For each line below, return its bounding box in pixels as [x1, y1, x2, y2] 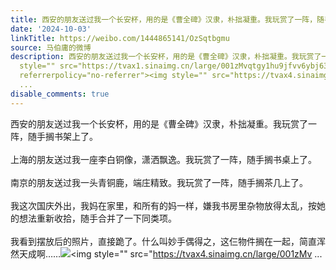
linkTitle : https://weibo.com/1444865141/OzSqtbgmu [10, 33, 230, 43]
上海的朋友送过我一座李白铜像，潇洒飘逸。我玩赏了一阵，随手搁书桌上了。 [10, 153, 317, 165]
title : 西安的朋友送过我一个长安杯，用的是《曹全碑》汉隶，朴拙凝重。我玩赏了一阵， [10, 14, 318, 25]
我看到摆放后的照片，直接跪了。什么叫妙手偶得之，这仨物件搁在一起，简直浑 [10, 235, 326, 247]
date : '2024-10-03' [10, 24, 92, 34]
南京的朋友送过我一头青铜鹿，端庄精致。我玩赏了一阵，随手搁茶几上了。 [10, 176, 308, 188]
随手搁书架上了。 [27, 130, 98, 142]
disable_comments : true [10, 89, 110, 99]
